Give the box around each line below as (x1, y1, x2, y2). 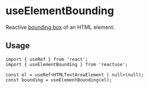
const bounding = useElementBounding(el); (5, 77, 112, 83)
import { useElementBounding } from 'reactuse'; (5, 61, 128, 67)
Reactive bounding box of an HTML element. (5, 24, 115, 31)
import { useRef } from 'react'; (5, 56, 88, 62)
